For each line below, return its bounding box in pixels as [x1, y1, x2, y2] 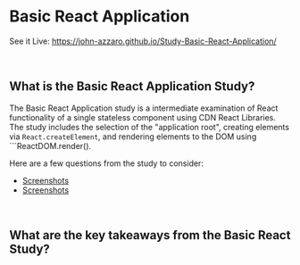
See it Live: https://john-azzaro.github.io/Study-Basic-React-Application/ [9, 36, 277, 46]
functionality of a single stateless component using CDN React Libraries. [9, 112, 277, 122]
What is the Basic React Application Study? [9, 79, 255, 95]
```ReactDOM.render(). [9, 140, 92, 151]
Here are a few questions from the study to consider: [9, 158, 204, 169]
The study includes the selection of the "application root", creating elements [9, 121, 290, 132]
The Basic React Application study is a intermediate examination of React [9, 103, 279, 113]
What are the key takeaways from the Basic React [9, 228, 291, 243]
